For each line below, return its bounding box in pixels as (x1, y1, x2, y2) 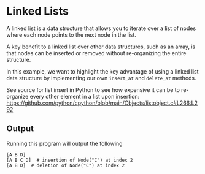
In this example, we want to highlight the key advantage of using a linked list (6, 67, 199, 75)
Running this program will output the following (6, 140, 123, 147)
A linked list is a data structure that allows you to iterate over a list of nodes (6, 25, 196, 32)
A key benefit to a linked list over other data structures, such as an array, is (6, 43, 196, 50)
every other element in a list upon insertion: (29, 93, 140, 100)
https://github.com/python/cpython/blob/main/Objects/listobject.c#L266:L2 (6, 99, 198, 107)
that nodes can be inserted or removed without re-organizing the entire (6, 49, 187, 56)
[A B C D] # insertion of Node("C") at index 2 (6, 157, 133, 163)
